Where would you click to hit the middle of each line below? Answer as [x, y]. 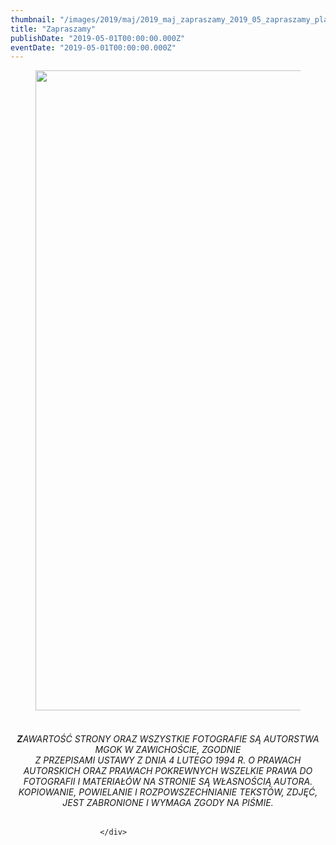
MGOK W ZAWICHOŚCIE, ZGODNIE [168, 749]
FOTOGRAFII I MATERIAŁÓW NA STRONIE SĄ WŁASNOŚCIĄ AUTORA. [168, 781]
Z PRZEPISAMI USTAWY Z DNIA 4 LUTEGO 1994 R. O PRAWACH [168, 760]
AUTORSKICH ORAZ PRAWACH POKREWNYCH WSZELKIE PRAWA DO [168, 770]
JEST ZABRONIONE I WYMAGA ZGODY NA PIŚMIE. [168, 802]
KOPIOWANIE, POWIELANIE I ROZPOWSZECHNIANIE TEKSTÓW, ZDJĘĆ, [168, 792]
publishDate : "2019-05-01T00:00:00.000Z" [98, 38]
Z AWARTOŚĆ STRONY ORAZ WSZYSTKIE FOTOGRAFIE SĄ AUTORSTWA [168, 738]
